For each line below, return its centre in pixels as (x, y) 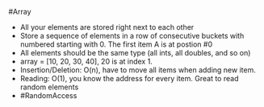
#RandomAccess (48, 95)
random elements (49, 87)
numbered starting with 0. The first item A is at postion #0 (116, 44)
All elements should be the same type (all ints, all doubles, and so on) (135, 53)
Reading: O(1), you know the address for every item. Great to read (129, 78)
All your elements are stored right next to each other (107, 27)
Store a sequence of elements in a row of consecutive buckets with (132, 36)
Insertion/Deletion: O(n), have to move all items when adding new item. (138, 70)
